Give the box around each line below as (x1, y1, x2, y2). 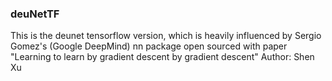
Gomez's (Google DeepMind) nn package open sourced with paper (10, 40, 288, 52)
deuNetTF (10, 7, 60, 21)
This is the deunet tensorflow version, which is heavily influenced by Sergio (10, 30, 322, 42)
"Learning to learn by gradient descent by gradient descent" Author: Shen (10, 51, 315, 63)
